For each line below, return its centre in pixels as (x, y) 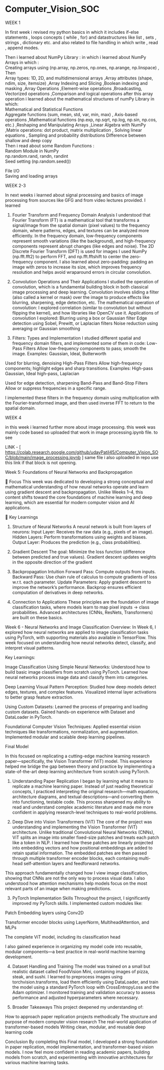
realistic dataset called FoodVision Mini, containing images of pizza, (81, 972)
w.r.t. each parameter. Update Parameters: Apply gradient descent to (82, 582)
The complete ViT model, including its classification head (63, 937)
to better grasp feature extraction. (39, 697)
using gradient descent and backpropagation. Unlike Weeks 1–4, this (74, 492)
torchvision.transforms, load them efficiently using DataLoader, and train (85, 982)
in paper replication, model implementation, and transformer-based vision (80, 1046)
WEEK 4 (13, 417)
